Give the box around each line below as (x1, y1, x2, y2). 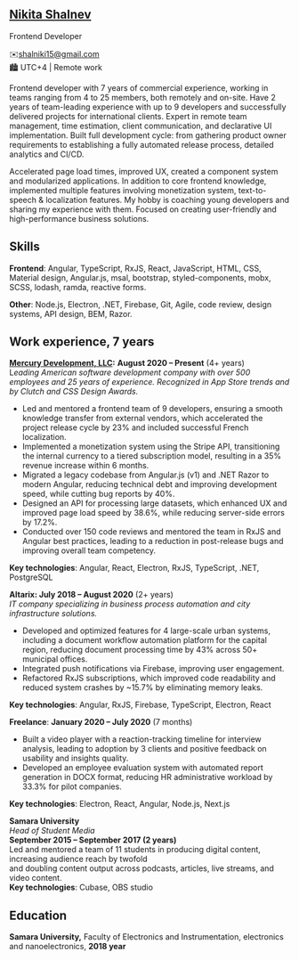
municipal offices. (21, 654, 88, 664)
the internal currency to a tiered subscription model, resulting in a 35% (21, 451, 282, 461)
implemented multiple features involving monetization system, (9, 184, 237, 195)
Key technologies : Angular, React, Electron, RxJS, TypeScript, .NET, (9, 563, 260, 574)
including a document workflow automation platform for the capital (21, 635, 267, 646)
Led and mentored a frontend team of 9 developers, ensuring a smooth (21, 403, 283, 414)
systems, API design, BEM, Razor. (9, 308, 133, 319)
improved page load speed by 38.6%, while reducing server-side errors (21, 508, 285, 518)
